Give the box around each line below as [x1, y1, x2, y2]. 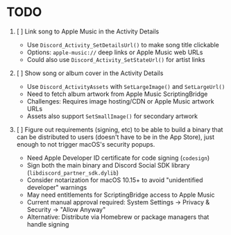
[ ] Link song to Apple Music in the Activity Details [16, 27, 160, 35]
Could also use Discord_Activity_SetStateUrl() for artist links [26, 55, 205, 63]
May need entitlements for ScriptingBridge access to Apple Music [26, 191, 216, 199]
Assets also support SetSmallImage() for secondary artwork [26, 112, 198, 120]
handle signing [26, 220, 69, 228]
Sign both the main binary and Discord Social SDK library [26, 161, 190, 169]
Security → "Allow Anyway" [26, 205, 106, 213]
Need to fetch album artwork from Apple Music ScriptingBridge [26, 90, 208, 98]
